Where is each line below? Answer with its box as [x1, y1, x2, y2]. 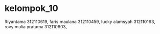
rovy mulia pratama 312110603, [4, 23, 67, 29]
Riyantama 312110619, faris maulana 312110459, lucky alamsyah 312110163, [4, 19, 155, 24]
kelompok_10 [4, 3, 58, 14]
